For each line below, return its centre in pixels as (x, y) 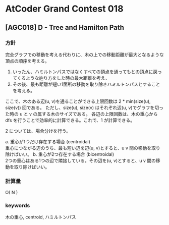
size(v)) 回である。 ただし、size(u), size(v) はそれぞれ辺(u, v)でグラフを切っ (84, 107)
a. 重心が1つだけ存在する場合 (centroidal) (48, 141)
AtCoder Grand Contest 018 (64, 9)
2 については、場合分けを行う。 (38, 131)
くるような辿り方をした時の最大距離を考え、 (63, 78)
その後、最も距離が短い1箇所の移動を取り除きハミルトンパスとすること (86, 84)
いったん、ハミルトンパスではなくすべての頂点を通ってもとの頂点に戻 (85, 72)
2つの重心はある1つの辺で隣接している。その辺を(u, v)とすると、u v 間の (81, 160)
